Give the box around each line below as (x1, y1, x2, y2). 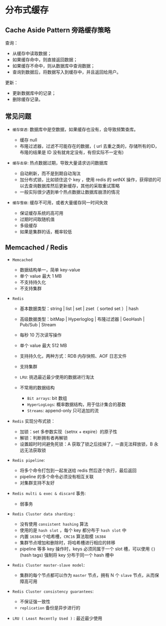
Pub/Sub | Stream (19, 321, 56, 327)
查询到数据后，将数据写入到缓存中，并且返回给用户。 (12, 69, 121, 75)
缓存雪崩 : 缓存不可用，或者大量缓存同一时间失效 (12, 199, 108, 205)
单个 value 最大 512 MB (19, 342, 67, 348)
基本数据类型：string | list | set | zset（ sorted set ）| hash (19, 306, 139, 312)
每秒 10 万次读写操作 (19, 332, 62, 338)
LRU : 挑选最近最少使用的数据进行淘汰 (19, 374, 95, 380)
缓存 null (19, 137, 37, 143)
